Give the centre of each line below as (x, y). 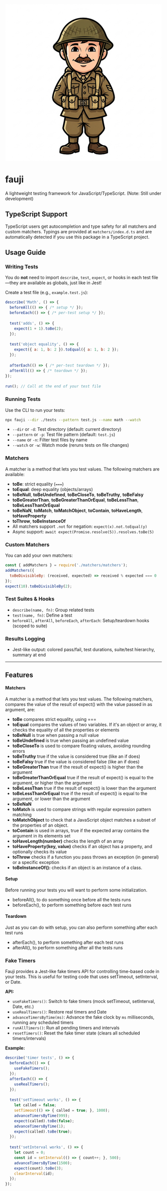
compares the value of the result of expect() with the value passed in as (79, 704)
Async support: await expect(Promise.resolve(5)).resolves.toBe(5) (83, 531)
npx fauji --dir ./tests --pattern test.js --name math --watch (73, 420)
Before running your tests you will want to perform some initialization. (76, 890)
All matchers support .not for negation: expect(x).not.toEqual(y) (80, 526)
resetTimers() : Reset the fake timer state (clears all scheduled (76, 1033)
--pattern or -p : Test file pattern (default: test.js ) (64, 435)
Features (19, 675)
